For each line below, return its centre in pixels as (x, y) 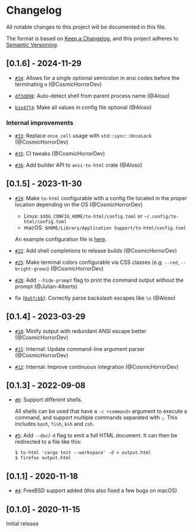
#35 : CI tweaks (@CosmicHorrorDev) (60, 154)
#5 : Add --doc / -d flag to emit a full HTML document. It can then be (96, 435)
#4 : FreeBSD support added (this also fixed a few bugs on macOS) (96, 491)
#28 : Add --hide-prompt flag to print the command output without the (99, 280)
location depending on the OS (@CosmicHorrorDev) (79, 204)
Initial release (22, 524)
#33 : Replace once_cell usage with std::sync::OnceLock (83, 136)
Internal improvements (40, 123)
